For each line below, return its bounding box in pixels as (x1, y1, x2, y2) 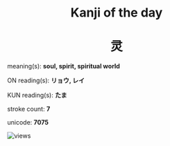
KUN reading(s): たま (7, 91, 67, 100)
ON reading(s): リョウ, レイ (7, 76, 85, 84)
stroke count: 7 (7, 105, 51, 113)
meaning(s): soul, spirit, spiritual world (7, 62, 120, 71)
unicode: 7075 (7, 118, 49, 127)
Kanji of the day (70, 5, 163, 21)
